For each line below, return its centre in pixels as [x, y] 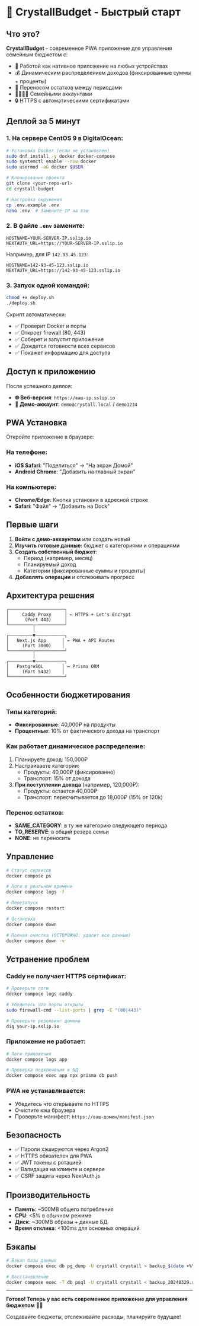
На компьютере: [31, 487]
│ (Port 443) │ [37, 619]
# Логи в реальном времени [39, 886]
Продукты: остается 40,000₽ [60, 791]
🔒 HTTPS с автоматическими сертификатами [72, 101]
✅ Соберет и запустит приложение [59, 339]
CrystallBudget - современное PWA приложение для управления [89, 48]
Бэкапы [21, 1247]
